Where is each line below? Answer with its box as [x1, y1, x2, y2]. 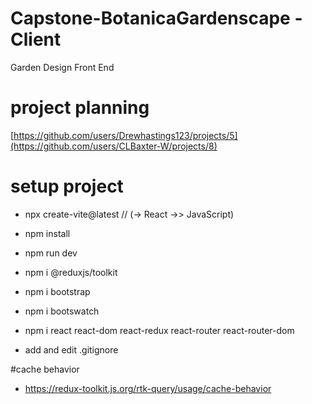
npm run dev [24, 247, 78, 259]
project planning [10, 97, 150, 119]
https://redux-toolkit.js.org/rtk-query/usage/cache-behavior [24, 382, 272, 394]
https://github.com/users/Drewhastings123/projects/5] [13, 129, 238, 141]
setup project [10, 175, 124, 198]
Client [10, 28, 62, 51]
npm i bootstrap [24, 285, 91, 297]
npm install [24, 227, 71, 239]
